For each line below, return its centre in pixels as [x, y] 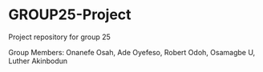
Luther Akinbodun [38, 61]
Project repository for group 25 [59, 37]
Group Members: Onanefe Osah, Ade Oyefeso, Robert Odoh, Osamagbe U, [132, 52]
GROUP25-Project [70, 15]
